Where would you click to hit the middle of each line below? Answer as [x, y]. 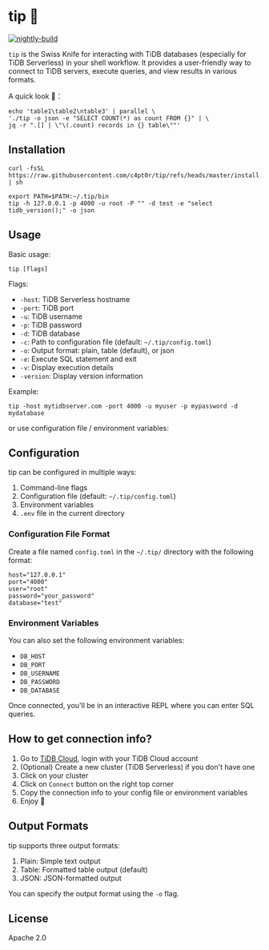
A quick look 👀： [36, 96]
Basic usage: [30, 254]
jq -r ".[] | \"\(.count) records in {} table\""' [94, 125]
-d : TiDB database [50, 333]
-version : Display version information [81, 376]
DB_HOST [32, 656]
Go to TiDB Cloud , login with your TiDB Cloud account [109, 758]
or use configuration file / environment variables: [89, 428]
